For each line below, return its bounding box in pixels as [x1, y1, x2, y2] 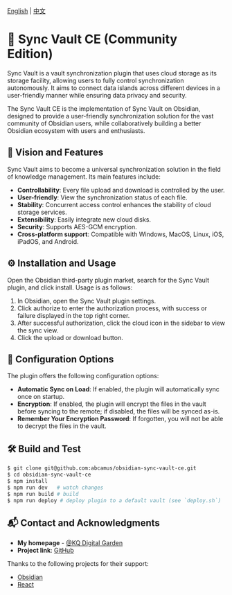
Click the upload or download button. [17, 333, 123, 341]
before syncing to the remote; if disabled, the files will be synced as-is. [17, 407, 220, 416]
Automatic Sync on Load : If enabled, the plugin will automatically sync [17, 385, 220, 393]
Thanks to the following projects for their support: [7, 560, 149, 568]
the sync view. [17, 326, 59, 335]
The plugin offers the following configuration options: [7, 372, 159, 380]
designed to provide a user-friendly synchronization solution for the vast [7, 112, 214, 120]
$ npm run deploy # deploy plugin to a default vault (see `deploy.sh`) [7, 497, 222, 504]
